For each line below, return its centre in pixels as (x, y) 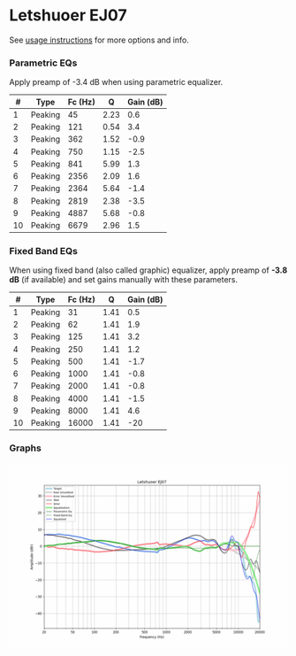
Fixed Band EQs (43, 251)
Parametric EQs (43, 63)
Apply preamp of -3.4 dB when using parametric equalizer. (116, 82)
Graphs (25, 448)
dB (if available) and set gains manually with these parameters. (124, 280)
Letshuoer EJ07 (68, 15)
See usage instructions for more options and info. (99, 40)
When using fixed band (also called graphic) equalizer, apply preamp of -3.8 (148, 270)
